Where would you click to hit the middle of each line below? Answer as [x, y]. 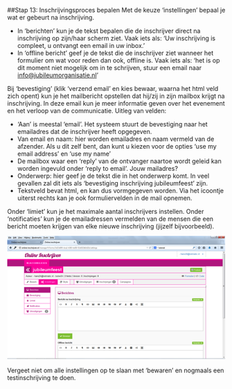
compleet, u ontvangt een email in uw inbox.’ [81, 45]
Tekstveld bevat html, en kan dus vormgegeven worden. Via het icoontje [120, 191]
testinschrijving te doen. [42, 377]
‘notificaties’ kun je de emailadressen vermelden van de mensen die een [110, 219]
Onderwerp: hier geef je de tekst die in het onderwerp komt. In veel [113, 176]
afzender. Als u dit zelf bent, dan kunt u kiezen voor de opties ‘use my [117, 146]
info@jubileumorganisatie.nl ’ [58, 75]
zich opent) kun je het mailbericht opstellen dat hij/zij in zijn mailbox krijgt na [116, 96]
